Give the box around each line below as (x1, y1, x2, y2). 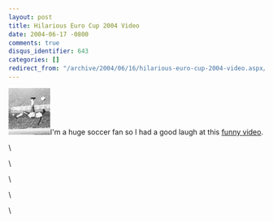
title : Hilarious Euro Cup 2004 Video (8, 21, 140, 30)
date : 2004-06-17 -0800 (8, 30, 89, 38)
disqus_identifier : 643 (8, 47, 89, 56)
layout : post (8, 13, 53, 21)
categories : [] (8, 56, 60, 64)
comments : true (8, 39, 60, 47)
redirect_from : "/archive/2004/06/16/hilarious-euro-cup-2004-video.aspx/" (8, 65, 271, 73)
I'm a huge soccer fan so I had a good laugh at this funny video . (50, 126, 264, 137)
